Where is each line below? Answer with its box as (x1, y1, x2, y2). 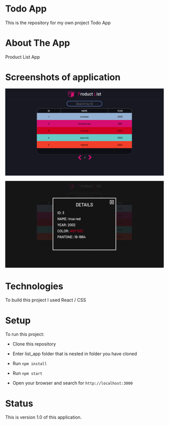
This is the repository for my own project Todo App (5, 20, 111, 26)
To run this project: (5, 331, 44, 337)
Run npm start (12, 370, 43, 376)
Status (5, 398, 34, 409)
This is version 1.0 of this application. (5, 414, 82, 420)
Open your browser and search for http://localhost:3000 (12, 380, 133, 386)
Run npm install (12, 361, 47, 367)
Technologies (5, 280, 64, 292)
